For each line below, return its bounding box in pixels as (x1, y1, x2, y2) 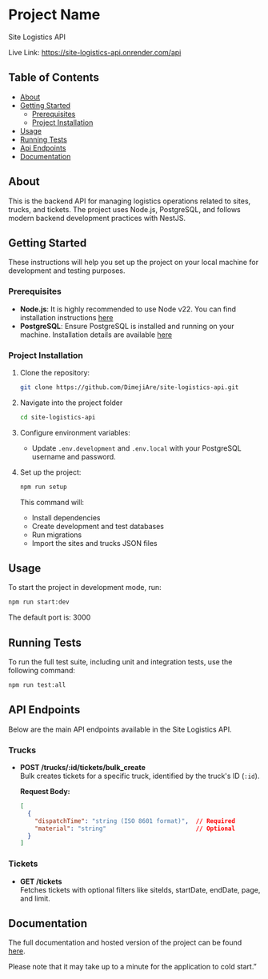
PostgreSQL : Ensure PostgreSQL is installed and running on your (19, 321, 234, 331)
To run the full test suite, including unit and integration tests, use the (8, 657, 233, 667)
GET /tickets (19, 877, 62, 886)
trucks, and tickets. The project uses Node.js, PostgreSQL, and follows (8, 204, 242, 214)
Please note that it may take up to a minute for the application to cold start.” (8, 962, 258, 972)
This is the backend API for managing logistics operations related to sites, (8, 196, 251, 206)
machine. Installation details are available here (19, 330, 173, 339)
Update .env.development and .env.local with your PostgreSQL (31, 443, 242, 453)
